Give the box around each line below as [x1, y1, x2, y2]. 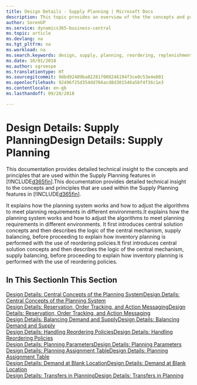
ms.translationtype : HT [6, 69, 64, 75]
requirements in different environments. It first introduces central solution [6, 220, 183, 227]
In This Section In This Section [6, 275, 117, 285]
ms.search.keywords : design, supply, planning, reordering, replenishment [6, 52, 193, 58]
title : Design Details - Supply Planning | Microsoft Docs [6, 8, 154, 15]
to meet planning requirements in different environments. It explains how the [6, 208, 189, 215]
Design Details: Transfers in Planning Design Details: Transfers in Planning [6, 371, 184, 379]
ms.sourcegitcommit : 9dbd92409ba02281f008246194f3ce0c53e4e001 [6, 74, 164, 80]
